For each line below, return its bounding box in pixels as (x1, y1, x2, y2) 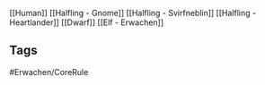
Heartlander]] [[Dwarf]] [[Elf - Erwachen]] (9, 17, 164, 28)
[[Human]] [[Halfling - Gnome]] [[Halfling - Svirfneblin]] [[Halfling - (9, 8, 257, 18)
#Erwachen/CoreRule (9, 66, 89, 77)
